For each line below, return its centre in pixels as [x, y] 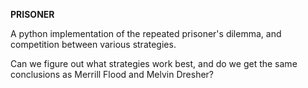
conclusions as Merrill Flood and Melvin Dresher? [112, 74]
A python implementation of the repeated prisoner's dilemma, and [146, 33]
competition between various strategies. [93, 44]
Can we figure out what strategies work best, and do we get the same [154, 63]
